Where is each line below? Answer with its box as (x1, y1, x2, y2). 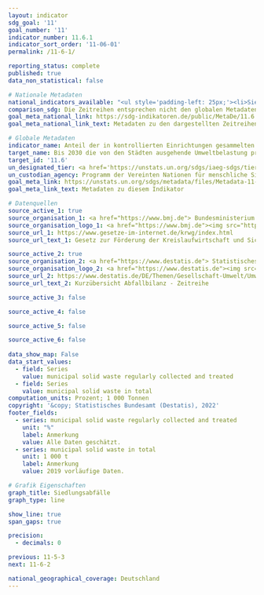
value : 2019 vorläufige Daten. (22, 468, 125, 476)
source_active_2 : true (8, 250, 82, 258)
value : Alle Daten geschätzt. (22, 438, 122, 446)
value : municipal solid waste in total (22, 387, 153, 395)
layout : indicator (8, 11, 68, 20)
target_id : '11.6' (8, 156, 68, 164)
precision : (8, 531, 44, 540)
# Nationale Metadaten (8, 91, 82, 99)
